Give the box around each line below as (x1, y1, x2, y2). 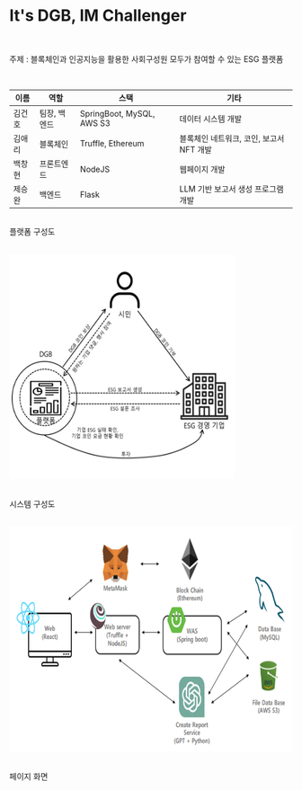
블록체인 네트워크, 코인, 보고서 (179, 132, 285, 144)
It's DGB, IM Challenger (9, 5, 187, 26)
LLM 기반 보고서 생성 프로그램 (179, 183, 285, 194)
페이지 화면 (9, 770, 49, 782)
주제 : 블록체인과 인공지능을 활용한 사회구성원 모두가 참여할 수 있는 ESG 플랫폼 (9, 53, 284, 64)
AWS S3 (79, 118, 111, 129)
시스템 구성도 (9, 498, 56, 509)
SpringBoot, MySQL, (79, 108, 155, 119)
